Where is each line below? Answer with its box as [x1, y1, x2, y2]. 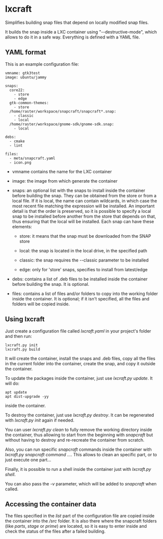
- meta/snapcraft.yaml [9, 156, 55, 161]
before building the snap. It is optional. [12, 281, 90, 287]
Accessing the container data [5, 500, 96, 508]
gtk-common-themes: [9, 100, 49, 105]
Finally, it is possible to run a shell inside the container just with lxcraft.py [5, 466, 151, 472]
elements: [12, 223, 33, 229]
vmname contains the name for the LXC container [12, 168, 112, 174]
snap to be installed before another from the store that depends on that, [12, 213, 157, 219]
